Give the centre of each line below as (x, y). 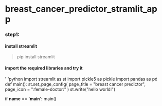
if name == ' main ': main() (31, 99)
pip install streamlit (36, 57)
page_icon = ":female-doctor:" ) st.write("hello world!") (60, 89)
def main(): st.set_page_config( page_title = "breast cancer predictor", (75, 84)
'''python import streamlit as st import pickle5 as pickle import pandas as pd (81, 79)
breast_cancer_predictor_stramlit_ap (81, 9)
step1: (12, 35)
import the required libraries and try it (44, 68)
